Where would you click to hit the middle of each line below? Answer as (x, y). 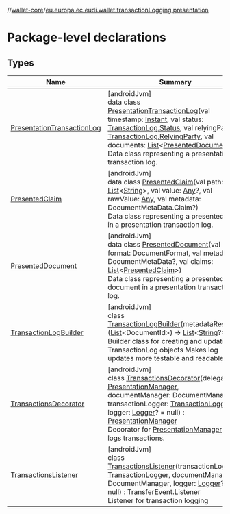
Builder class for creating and (154, 341)
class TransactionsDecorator (154, 378)
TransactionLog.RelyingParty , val (161, 136)
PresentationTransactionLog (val (158, 111)
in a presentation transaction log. (160, 224)
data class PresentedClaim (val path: (165, 182)
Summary (175, 82)
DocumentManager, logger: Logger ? (166, 484)
